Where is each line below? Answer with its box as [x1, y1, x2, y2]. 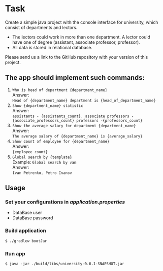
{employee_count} [12, 149, 48, 154]
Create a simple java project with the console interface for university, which [5, 19, 159, 25]
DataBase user [12, 210, 42, 216]
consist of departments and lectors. [5, 24, 78, 30]
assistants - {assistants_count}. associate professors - [12, 114, 134, 119]
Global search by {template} [12, 155, 72, 160]
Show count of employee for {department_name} [12, 139, 110, 144]
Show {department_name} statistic [12, 103, 83, 108]
